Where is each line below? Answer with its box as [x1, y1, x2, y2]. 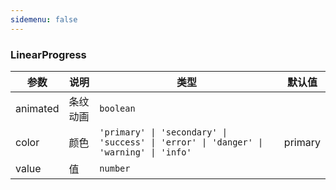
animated [15, 101, 60, 115]
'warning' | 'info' [99, 146, 192, 158]
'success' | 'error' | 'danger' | [99, 136, 264, 148]
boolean [99, 102, 136, 114]
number [99, 162, 131, 174]
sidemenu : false [10, 14, 78, 25]
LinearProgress [10, 47, 87, 61]
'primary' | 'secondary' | [99, 126, 228, 138]
